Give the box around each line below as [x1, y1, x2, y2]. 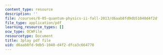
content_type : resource [5, 7, 53, 12]
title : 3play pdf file [5, 38, 51, 43]
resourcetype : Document [5, 34, 53, 39]
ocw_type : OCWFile [5, 29, 42, 34]
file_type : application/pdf [5, 20, 62, 25]
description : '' [5, 11, 38, 16]
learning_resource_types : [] [5, 25, 64, 30]
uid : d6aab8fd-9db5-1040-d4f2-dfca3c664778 [5, 43, 95, 47]
